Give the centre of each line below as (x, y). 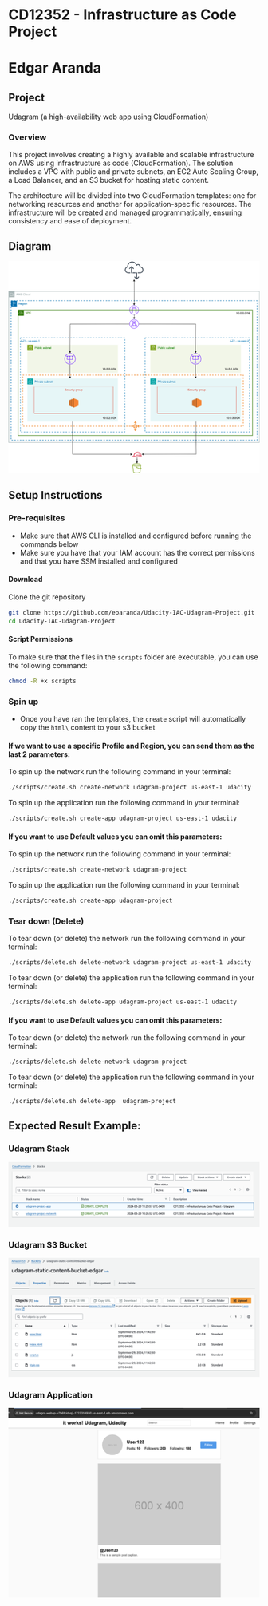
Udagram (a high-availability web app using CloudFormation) (108, 117)
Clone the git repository (47, 597)
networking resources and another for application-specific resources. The (130, 204)
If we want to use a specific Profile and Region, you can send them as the (132, 746)
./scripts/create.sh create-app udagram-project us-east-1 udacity (123, 819)
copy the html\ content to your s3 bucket (87, 727)
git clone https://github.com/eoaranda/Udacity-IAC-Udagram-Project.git (132, 612)
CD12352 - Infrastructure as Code (122, 15)
